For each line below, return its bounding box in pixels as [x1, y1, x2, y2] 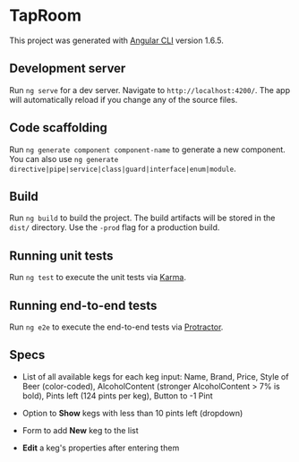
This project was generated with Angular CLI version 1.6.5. [9, 35, 224, 46]
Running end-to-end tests [9, 297, 158, 313]
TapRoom [9, 5, 82, 26]
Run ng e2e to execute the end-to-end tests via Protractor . [9, 321, 224, 332]
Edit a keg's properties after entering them [21, 442, 180, 453]
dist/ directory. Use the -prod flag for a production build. [9, 222, 220, 233]
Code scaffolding [9, 120, 107, 135]
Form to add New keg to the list [21, 424, 139, 435]
